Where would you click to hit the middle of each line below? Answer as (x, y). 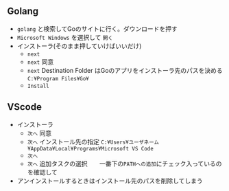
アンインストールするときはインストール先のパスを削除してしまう (110, 181)
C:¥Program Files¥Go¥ (58, 78)
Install (38, 86)
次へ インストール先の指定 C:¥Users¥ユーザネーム (93, 142)
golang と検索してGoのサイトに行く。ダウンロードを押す (97, 29)
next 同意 (40, 62)
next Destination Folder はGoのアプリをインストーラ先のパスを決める (125, 70)
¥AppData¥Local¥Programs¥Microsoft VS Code (91, 148)
